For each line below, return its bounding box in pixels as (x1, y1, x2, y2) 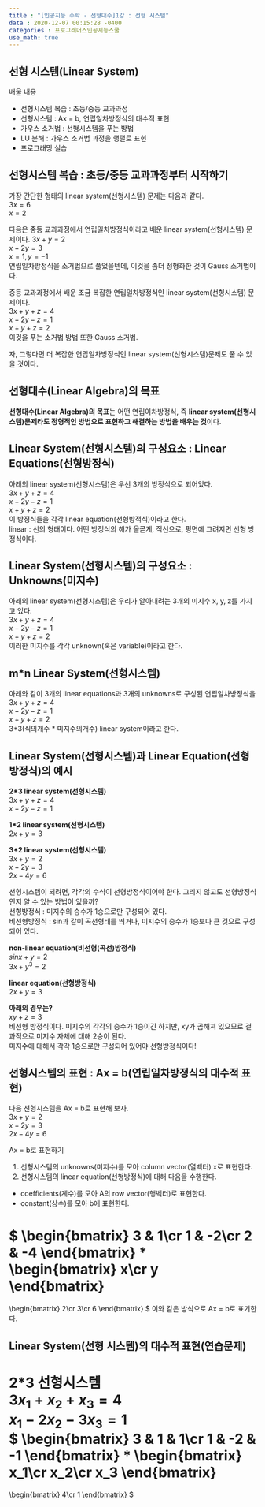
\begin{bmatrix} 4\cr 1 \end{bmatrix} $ (9, 1490, 134, 1499)
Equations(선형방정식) (9, 457, 115, 470)
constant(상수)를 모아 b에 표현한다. (20, 1199, 130, 1208)
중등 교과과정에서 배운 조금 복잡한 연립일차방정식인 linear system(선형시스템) (9, 287, 247, 297)
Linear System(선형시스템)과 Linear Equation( (9, 749, 231, 763)
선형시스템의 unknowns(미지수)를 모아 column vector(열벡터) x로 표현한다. (20, 1162, 253, 1172)
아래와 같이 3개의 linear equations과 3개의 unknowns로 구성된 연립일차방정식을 (9, 689, 256, 699)
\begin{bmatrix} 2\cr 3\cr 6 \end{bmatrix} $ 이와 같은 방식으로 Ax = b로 (9, 1304, 237, 1314)
